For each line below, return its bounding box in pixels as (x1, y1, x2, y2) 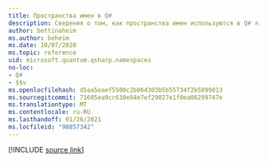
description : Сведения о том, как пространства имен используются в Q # (8, 19, 251, 27)
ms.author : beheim (8, 34, 69, 42)
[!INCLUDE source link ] (8, 144, 85, 154)
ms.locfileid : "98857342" (8, 123, 94, 131)
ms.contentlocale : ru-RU (8, 109, 91, 117)
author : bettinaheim (8, 26, 77, 34)
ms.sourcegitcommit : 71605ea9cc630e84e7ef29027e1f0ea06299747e (8, 93, 223, 101)
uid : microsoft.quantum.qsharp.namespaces (8, 57, 152, 65)
